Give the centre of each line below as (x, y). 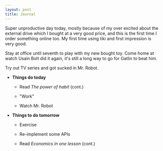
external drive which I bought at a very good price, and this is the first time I (81, 33)
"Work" (27, 96)
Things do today (29, 77)
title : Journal (20, 14)
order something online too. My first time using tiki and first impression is (78, 38)
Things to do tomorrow (36, 115)
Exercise (28, 125)
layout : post (18, 10)
